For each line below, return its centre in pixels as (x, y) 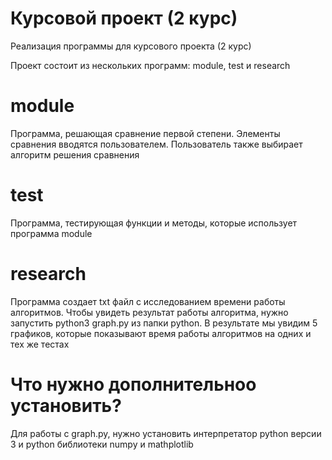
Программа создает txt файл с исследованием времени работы (148, 301)
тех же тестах (40, 344)
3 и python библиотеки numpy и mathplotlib (102, 444)
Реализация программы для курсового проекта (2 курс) (131, 46)
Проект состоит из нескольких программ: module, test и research (150, 65)
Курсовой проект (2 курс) (124, 18)
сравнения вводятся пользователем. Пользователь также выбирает (156, 144)
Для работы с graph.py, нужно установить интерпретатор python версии (166, 433)
